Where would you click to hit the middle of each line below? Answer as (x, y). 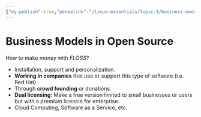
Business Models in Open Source (90, 41)
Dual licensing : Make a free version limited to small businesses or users (103, 95)
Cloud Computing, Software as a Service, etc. (71, 107)
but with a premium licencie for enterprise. (67, 101)
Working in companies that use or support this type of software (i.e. (99, 76)
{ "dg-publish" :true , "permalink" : (47, 12)
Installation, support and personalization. (64, 69)
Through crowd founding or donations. (63, 88)
